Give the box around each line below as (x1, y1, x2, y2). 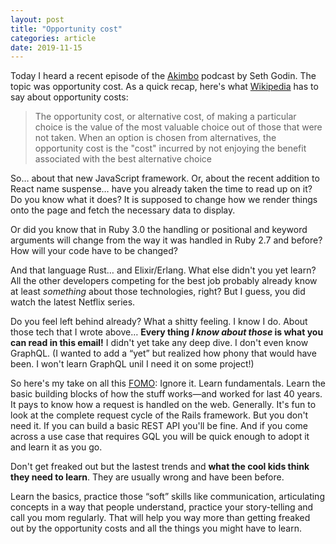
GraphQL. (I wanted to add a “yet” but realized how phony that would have (10, 347, 317, 360)
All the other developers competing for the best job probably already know (10, 275, 318, 287)
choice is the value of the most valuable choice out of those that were (34, 121, 323, 133)
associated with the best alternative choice (34, 153, 213, 165)
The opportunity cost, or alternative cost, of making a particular (34, 111, 297, 123)
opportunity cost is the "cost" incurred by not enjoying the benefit (34, 142, 307, 155)
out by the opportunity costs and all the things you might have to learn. (10, 522, 303, 535)
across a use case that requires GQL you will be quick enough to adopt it (10, 431, 310, 443)
